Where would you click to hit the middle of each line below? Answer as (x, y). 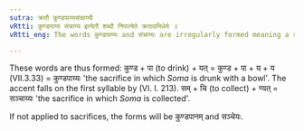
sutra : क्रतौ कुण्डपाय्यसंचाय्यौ (51, 18)
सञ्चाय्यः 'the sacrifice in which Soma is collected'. (100, 98)
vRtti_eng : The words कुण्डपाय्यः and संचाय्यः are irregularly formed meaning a (149, 34)
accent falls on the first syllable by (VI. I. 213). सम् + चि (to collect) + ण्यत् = (144, 89)
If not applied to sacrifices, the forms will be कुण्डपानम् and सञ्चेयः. (127, 117)
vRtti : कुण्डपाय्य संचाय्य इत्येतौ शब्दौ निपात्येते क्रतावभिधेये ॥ (94, 26)
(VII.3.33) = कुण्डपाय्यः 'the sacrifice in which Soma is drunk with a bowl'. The (148, 79)
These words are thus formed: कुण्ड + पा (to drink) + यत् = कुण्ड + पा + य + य (142, 68)
